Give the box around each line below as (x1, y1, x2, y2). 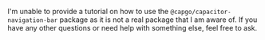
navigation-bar (7, 16, 58, 24)
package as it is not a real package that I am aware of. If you (59, 15, 258, 24)
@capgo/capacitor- (170, 8, 232, 16)
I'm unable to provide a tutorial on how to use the (7, 7, 169, 16)
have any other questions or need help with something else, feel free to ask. (7, 24, 258, 32)
